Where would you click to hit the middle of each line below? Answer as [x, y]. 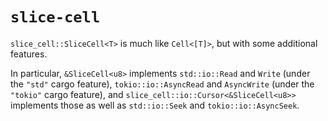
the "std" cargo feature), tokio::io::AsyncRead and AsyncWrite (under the [162, 84]
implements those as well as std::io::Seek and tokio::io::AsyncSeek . [155, 105]
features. [29, 54]
